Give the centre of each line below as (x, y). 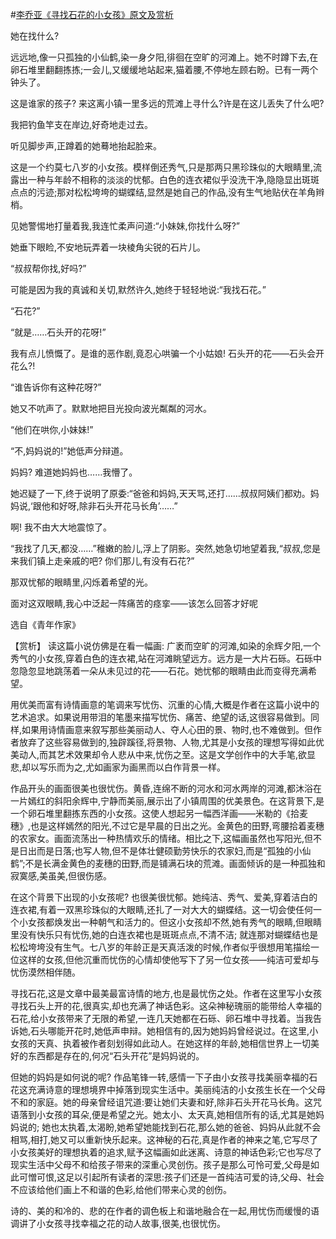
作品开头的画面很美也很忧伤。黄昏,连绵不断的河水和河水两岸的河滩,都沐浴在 (166, 788)
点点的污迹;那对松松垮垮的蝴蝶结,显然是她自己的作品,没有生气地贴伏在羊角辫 (167, 192)
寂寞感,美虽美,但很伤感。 (61, 876)
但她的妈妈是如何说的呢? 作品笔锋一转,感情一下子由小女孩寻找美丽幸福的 (160, 1077)
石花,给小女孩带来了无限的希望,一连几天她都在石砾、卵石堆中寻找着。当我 (162, 1018)
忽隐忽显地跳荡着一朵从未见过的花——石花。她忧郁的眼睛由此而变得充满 (159, 671)
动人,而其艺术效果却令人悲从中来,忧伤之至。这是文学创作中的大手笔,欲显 (167, 754)
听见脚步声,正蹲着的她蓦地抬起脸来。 (86, 146)
